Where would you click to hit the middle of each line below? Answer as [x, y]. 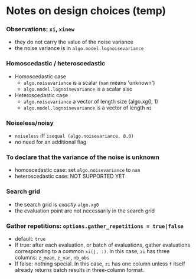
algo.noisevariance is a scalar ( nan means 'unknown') [89, 82]
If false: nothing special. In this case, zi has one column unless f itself [100, 264]
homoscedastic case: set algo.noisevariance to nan [77, 170]
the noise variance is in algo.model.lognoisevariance [79, 48]
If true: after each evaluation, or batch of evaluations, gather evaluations [102, 245]
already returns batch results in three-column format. [79, 270]
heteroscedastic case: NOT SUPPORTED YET [70, 176]
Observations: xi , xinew [40, 29]
